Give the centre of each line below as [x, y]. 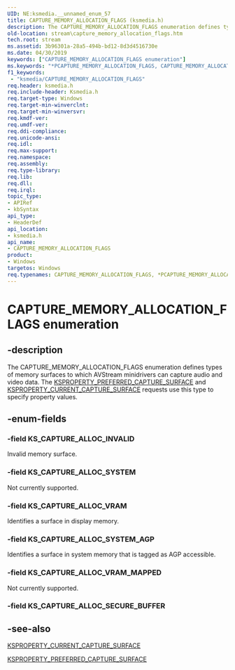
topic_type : [24, 196]
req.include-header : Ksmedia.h [53, 92]
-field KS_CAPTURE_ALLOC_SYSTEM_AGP [81, 539]
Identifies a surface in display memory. [63, 521]
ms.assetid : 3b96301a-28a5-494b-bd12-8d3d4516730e [83, 46]
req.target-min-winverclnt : [48, 105]
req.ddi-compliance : [37, 131]
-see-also [29, 629]
